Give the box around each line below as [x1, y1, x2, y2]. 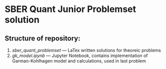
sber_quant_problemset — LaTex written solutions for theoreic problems [12, 47, 161, 53]
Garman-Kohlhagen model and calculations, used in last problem [12, 58, 146, 63]
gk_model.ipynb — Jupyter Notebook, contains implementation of [12, 52, 148, 58]
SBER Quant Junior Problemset [5, 3, 136, 15]
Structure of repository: [5, 34, 81, 42]
